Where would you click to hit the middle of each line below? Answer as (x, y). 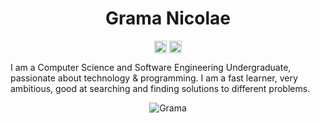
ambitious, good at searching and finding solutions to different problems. (160, 89)
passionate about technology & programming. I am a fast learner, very (154, 78)
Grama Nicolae (168, 18)
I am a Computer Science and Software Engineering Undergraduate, (151, 68)
